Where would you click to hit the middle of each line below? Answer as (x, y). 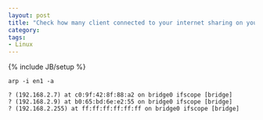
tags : (17, 37)
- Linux (21, 45)
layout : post (29, 15)
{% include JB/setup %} (47, 67)
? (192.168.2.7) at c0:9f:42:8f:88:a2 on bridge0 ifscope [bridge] (121, 95)
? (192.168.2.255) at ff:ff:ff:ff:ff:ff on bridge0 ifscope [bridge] (124, 109)
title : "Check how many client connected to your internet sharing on (126, 23)
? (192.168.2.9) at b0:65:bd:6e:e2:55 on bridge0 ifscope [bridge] (121, 102)
